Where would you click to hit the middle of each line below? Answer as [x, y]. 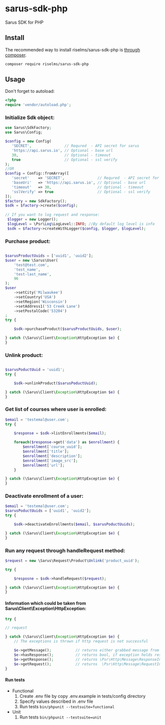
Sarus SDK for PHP [24, 22]
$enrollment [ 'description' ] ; [53, 456]
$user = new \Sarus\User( [31, 260]
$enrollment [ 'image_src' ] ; [50, 461]
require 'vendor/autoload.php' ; [38, 105]
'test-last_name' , [33, 274]
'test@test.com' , [32, 265]
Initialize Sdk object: [30, 118]
